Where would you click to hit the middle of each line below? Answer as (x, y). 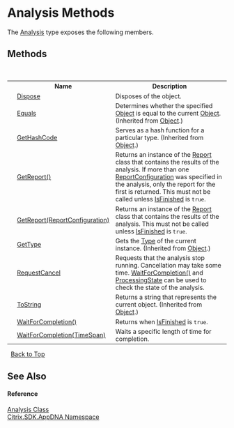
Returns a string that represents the (166, 297)
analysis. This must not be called (162, 224)
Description (170, 86)
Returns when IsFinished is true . (162, 321)
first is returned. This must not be (163, 192)
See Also (27, 376)
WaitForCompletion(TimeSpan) (61, 335)
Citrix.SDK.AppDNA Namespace (53, 417)
